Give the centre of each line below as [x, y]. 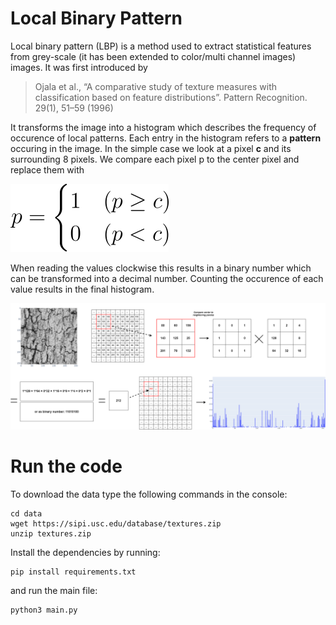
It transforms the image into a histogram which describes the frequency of [163, 127]
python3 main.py [44, 610]
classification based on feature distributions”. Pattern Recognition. [171, 97]
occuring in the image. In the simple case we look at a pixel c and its [151, 148]
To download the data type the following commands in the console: [149, 494]
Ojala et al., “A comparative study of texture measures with [156, 86]
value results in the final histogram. [82, 289]
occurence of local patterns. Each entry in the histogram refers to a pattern [166, 138]
